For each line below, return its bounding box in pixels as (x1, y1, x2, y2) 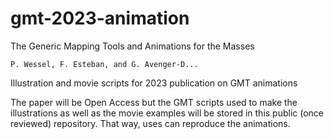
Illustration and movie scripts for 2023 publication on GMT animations (10, 77, 298, 89)
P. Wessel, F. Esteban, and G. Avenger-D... (10, 59, 199, 69)
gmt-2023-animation (10, 7, 190, 30)
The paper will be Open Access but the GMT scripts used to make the (10, 96, 298, 108)
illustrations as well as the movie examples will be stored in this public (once (10, 107, 325, 119)
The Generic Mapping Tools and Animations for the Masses (10, 40, 255, 52)
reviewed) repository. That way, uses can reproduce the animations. (10, 117, 291, 129)
